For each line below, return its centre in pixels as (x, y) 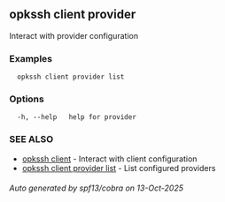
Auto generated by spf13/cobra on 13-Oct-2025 (97, 188)
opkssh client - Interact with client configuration (109, 159)
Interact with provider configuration (74, 35)
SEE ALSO (31, 139)
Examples (31, 58)
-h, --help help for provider (77, 117)
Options (27, 99)
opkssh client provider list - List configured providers (119, 168)
